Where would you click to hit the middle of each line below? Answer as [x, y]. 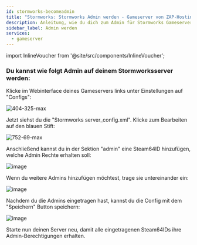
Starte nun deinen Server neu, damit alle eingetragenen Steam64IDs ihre [94, 230]
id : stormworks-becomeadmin [40, 11]
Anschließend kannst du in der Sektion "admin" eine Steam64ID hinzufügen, [98, 149]
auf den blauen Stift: [30, 126]
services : [18, 33]
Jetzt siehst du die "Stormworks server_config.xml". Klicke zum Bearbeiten [97, 120]
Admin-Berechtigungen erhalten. [46, 236]
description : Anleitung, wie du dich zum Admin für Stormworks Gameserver [99, 22]
